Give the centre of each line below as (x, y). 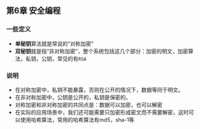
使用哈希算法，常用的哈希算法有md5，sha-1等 (77, 119)
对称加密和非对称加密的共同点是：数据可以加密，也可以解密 (89, 104)
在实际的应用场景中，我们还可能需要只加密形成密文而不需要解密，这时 (102, 112)
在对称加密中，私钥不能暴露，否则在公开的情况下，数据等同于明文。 (99, 89)
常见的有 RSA (72, 58)
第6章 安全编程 (34, 11)
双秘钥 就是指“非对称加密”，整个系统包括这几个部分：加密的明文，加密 (102, 51)
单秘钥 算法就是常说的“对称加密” (54, 43)
